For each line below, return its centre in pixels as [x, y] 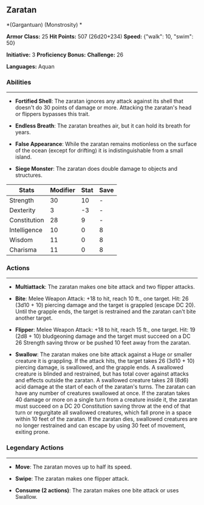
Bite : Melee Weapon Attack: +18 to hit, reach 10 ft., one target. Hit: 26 [102, 299]
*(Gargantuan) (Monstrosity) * [44, 24]
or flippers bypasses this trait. [52, 114]
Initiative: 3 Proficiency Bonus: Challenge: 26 [65, 55]
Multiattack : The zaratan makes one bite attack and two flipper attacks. [105, 287]
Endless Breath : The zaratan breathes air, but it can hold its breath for [103, 126]
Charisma [23, 250]
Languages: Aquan [30, 66]
